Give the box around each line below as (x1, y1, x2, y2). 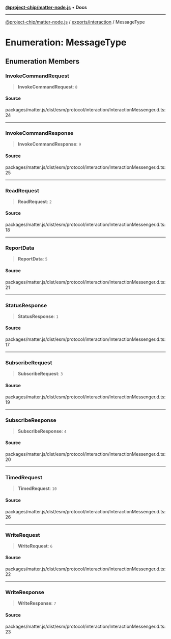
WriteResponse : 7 (17, 600, 56, 606)
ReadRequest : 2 (17, 198, 52, 205)
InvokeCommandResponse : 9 (17, 141, 81, 147)
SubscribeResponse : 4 (17, 428, 67, 434)
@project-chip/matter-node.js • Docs (5, 5, 88, 10)
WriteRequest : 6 (17, 543, 53, 549)
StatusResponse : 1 (17, 313, 59, 319)
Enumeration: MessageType (5, 37, 127, 48)
